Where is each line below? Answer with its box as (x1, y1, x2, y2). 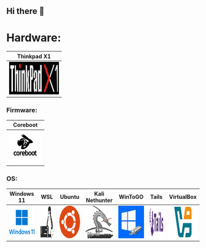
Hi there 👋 (6, 6, 45, 17)
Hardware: (6, 31, 61, 45)
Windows (9, 190, 35, 197)
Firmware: (6, 105, 38, 114)
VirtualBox (169, 194, 197, 201)
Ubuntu (59, 194, 80, 201)
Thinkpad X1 (17, 53, 51, 60)
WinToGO (118, 194, 144, 201)
